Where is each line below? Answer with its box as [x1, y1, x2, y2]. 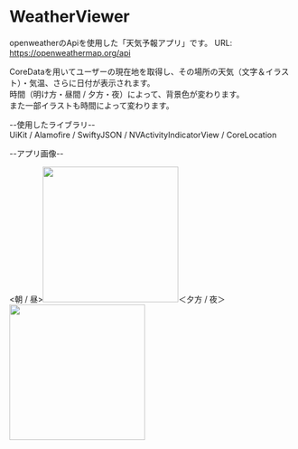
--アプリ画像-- [9, 147, 64, 159]
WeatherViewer [9, 6, 130, 27]
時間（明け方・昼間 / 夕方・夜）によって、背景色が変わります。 [9, 89, 245, 99]
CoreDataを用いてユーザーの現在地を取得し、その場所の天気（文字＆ [9, 66, 266, 77]
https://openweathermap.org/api [9, 47, 131, 58]
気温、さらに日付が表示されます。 [28, 77, 155, 88]
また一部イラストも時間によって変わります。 [9, 99, 174, 110]
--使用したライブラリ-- [9, 119, 96, 130]
